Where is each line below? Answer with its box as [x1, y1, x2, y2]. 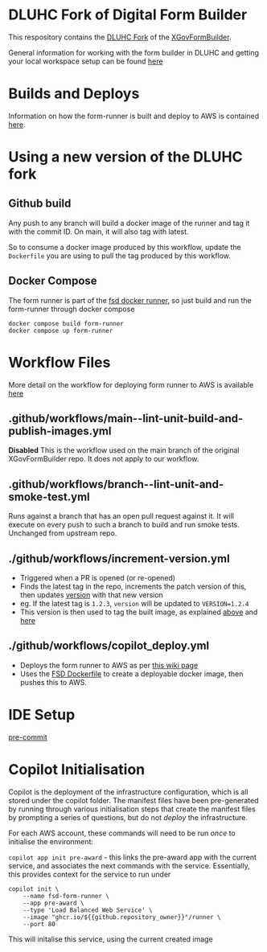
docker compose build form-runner [8, 319, 125, 327]
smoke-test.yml [8, 490, 90, 503]
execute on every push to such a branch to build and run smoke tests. [8, 520, 240, 530]
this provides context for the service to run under [8, 869, 171, 879]
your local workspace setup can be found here [8, 56, 163, 66]
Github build [8, 197, 72, 211]
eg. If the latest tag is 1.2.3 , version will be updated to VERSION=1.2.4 [19, 599, 249, 609]
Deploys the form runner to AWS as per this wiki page [19, 660, 199, 670]
